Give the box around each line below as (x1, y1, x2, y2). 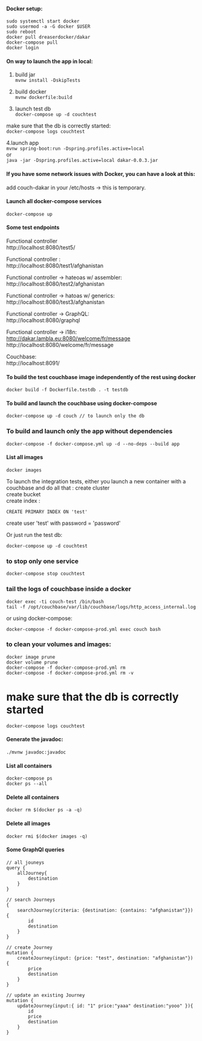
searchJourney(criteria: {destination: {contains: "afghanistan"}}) (17, 907, 194, 913)
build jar (15, 71, 36, 78)
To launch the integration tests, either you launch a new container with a (6, 477, 186, 485)
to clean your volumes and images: (6, 640, 111, 649)
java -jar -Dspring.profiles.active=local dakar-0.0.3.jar (6, 158, 158, 164)
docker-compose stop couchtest (6, 571, 85, 577)
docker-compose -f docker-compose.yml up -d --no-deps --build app (6, 440, 180, 447)
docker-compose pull (6, 39, 59, 45)
